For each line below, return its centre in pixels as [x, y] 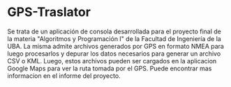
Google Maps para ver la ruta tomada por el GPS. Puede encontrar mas [110, 68]
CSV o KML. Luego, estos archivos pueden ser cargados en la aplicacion [112, 61]
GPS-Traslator [49, 12]
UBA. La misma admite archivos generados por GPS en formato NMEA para [116, 46]
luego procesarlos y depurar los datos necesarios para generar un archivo [114, 54]
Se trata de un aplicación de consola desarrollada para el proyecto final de [114, 31]
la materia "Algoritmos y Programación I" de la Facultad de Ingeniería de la [114, 38]
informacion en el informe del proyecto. [64, 76]
